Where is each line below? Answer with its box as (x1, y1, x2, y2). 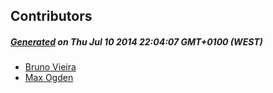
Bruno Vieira (24, 61, 77, 73)
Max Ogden (24, 72, 74, 84)
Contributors (10, 8, 93, 25)
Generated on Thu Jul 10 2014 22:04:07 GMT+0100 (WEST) (10, 35, 263, 48)
